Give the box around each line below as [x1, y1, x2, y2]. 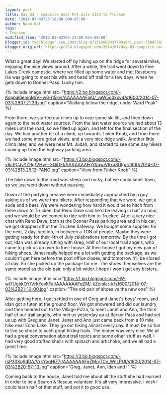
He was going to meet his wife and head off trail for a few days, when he [5, 74, 154, 80]
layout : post [5, 7, 32, 12]
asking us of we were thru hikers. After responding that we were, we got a [5, 197, 157, 203]
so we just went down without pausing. [5, 182, 85, 188]
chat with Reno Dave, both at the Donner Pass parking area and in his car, [5, 218, 156, 224]
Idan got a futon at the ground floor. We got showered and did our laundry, [5, 301, 158, 307]
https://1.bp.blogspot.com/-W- [64, 275, 126, 281]
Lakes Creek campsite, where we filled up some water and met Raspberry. [5, 68, 158, 75]
